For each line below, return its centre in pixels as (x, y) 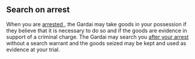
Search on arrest (38, 10)
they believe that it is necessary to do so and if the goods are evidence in (97, 30)
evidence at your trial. (33, 49)
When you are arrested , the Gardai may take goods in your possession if (97, 24)
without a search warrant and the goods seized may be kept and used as (96, 43)
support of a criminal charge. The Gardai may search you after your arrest (97, 37)
